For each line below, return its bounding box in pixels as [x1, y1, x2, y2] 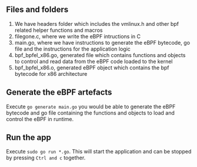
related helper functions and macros [14, 26, 103, 34]
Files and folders [6, 5, 69, 15]
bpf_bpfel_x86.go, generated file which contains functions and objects [14, 51, 186, 58]
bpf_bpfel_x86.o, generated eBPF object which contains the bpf [14, 64, 169, 71]
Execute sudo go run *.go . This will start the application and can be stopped [6, 148, 192, 155]
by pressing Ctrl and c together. [6, 154, 86, 161]
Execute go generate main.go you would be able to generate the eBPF [6, 103, 176, 110]
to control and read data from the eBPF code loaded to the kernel [14, 58, 173, 65]
